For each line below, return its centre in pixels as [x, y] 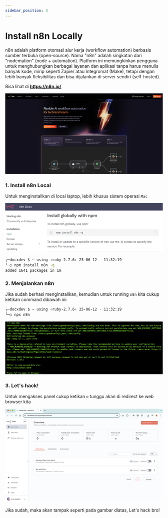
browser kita [18, 402]
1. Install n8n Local [28, 185]
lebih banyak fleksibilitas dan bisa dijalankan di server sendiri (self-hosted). [83, 76]
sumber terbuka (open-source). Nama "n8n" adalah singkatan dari [73, 55]
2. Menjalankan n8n [30, 283]
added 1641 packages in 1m [33, 271]
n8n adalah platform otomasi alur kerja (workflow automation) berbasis [78, 50]
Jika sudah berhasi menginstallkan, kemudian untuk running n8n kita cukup [82, 294]
